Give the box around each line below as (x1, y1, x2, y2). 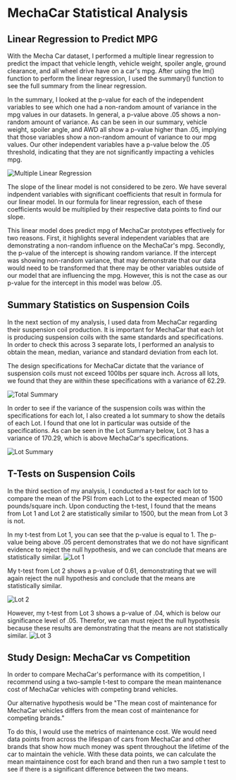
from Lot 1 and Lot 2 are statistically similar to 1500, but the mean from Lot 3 (7, 509, 228, 518)
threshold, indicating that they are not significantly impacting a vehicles (7, 148, 215, 156)
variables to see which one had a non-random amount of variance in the (7, 103, 217, 111)
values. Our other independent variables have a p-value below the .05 (7, 140, 210, 149)
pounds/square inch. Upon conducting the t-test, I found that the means (7, 501, 216, 510)
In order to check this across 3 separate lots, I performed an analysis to (7, 340, 215, 348)
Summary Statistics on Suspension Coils (7, 299, 190, 311)
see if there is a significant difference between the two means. (7, 765, 189, 774)
